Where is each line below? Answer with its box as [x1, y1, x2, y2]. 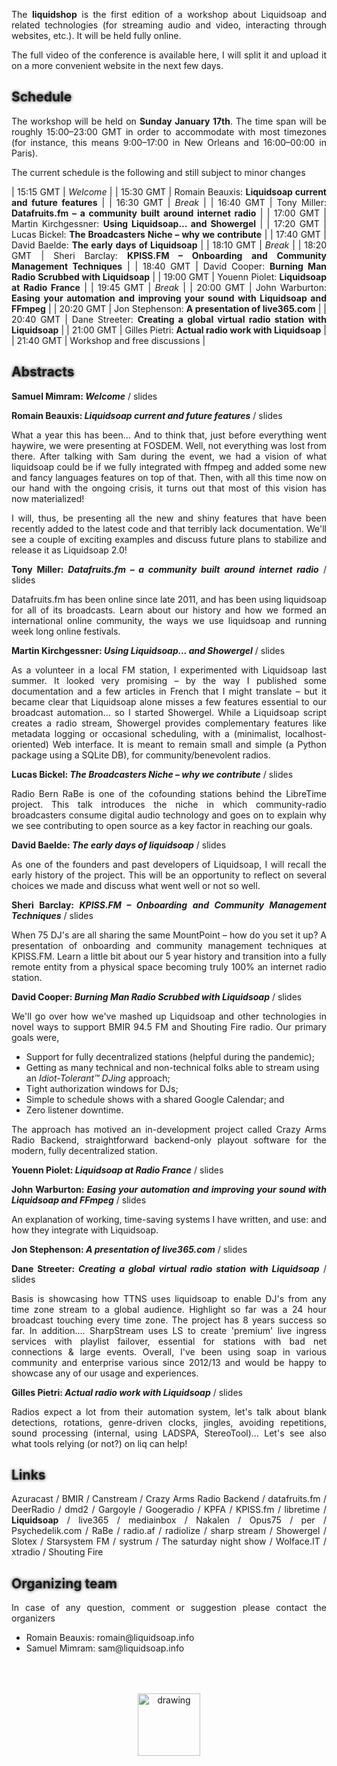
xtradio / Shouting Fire [11, 1546, 104, 1558]
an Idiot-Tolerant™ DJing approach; [25, 1072, 171, 1084]
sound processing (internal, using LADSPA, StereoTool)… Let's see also [11, 1427, 327, 1439]
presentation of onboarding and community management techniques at [11, 939, 327, 951]
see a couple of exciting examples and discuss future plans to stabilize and [11, 533, 327, 545]
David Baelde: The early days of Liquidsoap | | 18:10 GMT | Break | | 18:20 [11, 239, 328, 251]
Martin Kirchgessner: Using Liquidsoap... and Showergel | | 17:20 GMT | [11, 217, 327, 229]
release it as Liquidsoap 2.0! [11, 544, 128, 556]
